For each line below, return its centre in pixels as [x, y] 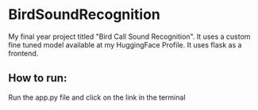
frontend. [23, 53]
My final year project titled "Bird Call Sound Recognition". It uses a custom [129, 36]
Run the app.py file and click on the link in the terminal [97, 97]
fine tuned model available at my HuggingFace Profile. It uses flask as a [125, 44]
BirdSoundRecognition [85, 15]
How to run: [38, 78]
